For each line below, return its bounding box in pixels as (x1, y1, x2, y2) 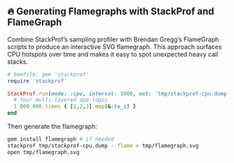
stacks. (7, 57, 29, 66)
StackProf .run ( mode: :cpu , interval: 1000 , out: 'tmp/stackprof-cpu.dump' (7, 90, 230, 97)
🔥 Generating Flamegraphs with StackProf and (7, 6, 215, 17)
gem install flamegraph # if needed (7, 136, 114, 143)
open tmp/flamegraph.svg (7, 148, 80, 156)
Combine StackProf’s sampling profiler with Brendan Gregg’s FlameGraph (7, 35, 219, 43)
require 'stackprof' (7, 77, 68, 85)
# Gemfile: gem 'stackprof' (7, 71, 90, 78)
